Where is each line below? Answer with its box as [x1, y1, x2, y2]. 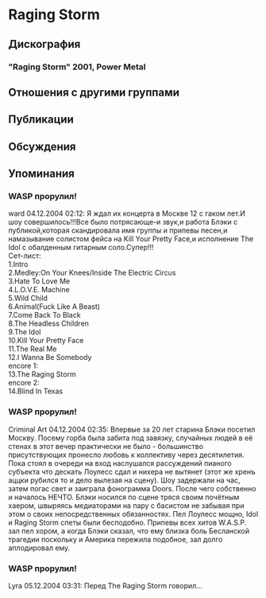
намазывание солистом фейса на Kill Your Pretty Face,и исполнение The [8, 234, 254, 244]
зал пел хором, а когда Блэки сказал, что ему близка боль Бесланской [8, 526, 250, 535]
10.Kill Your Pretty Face [8, 336, 84, 346]
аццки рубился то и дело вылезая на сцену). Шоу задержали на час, [8, 475, 241, 485]
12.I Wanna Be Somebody [8, 353, 92, 362]
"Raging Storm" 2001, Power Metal [8, 61, 146, 72]
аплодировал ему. [8, 543, 71, 553]
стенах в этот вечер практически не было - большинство [8, 441, 204, 451]
